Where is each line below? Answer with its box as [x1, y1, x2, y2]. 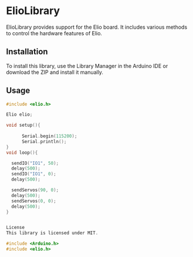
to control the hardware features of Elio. [6, 29, 103, 36]
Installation [6, 47, 48, 57]
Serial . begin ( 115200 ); [21, 133, 77, 139]
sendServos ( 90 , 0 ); [11, 187, 59, 193]
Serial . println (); [21, 138, 67, 144]
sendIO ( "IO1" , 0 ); [11, 171, 57, 177]
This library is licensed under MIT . [6, 230, 99, 236]
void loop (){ [6, 150, 38, 155]
